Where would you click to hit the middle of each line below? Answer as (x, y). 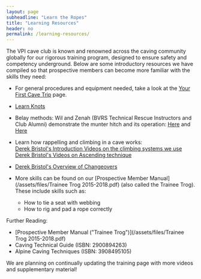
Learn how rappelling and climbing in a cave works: (79, 142)
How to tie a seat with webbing (62, 203)
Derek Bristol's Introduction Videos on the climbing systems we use (98, 149)
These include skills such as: (50, 191)
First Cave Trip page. (41, 95)
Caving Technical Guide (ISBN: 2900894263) (71, 245)
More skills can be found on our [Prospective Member (82, 178)
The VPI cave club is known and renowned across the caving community (96, 51)
